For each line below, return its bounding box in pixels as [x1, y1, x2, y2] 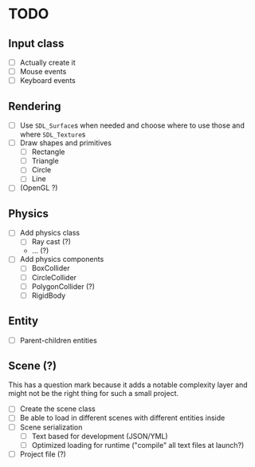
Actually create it [19, 57, 76, 67]
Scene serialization [19, 422, 83, 432]
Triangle [31, 156, 59, 166]
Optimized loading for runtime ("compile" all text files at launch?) [31, 440, 245, 449]
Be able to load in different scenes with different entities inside [19, 413, 226, 423]
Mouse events [19, 67, 67, 77]
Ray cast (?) [31, 237, 72, 247]
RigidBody [31, 291, 66, 300]
